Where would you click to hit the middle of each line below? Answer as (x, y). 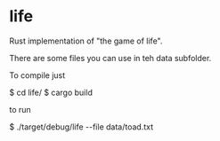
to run (20, 109)
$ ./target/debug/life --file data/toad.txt (81, 127)
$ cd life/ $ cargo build (51, 92)
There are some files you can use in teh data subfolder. (110, 58)
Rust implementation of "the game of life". (86, 41)
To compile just (37, 75)
